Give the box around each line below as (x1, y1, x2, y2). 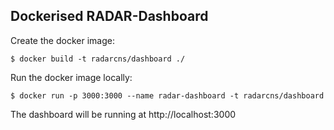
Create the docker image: (10, 34, 115, 46)
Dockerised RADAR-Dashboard (10, 8, 209, 25)
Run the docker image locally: (10, 71, 133, 83)
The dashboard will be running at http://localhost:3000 (10, 108, 237, 120)
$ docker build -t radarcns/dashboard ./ (10, 54, 186, 64)
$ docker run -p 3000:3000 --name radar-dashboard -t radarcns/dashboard (10, 90, 325, 101)
